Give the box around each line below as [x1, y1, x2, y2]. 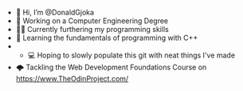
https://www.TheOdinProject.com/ [15, 74, 129, 83]
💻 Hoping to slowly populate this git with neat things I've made [27, 50, 236, 60]
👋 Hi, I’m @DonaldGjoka [15, 8, 94, 17]
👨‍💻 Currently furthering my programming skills [15, 25, 169, 34]
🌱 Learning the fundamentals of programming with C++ [15, 33, 198, 42]
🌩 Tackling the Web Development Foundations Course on [15, 62, 207, 72]
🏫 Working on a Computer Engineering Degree [15, 16, 169, 26]
